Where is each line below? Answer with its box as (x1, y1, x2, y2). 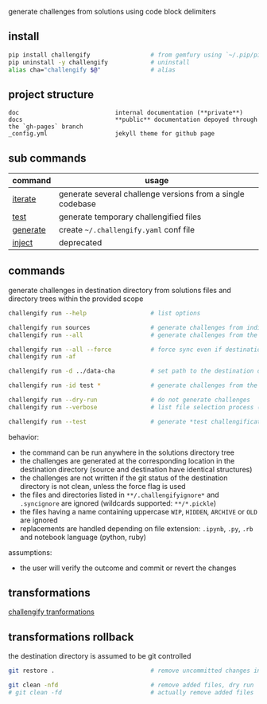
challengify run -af (8, 353, 77, 361)
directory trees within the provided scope (8, 294, 144, 303)
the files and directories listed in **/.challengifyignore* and (19, 490, 220, 499)
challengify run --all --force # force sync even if (8, 346, 222, 354)
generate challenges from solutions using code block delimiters (8, 7, 216, 16)
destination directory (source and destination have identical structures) (19, 464, 253, 474)
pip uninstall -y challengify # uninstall (8, 58, 191, 66)
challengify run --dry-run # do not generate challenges (8, 396, 250, 404)
